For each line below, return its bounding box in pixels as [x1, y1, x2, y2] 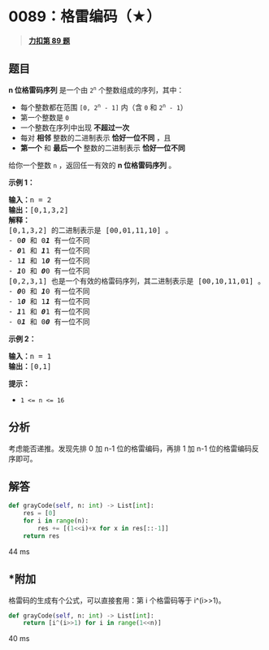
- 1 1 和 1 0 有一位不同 [8, 256, 90, 265]
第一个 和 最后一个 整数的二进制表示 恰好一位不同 [20, 143, 185, 153]
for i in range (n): [23, 517, 89, 525]
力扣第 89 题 [28, 36, 71, 45]
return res [23, 531, 60, 540]
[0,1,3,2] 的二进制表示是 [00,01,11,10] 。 [8, 225, 173, 235]
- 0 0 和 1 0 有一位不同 [8, 286, 90, 296]
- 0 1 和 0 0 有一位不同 [8, 317, 90, 326]
